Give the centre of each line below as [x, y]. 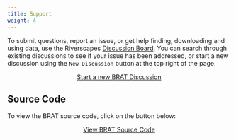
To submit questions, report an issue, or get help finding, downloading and [116, 40]
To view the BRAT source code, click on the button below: [91, 116]
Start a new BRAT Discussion [119, 77]
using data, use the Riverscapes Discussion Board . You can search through [117, 48]
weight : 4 [22, 21]
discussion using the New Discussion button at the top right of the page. [112, 63]
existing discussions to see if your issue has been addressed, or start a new [118, 56]
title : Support [30, 14]
